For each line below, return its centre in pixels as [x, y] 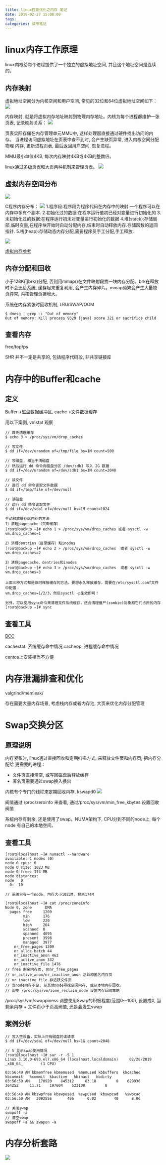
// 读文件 [14, 480]
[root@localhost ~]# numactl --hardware [48, 854]
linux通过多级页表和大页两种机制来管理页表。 [51, 167]
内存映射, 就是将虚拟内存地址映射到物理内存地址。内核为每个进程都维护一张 [82, 116]
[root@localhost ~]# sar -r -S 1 [40, 1055]
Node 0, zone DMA [28, 908]
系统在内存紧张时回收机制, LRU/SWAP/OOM [50, 304]
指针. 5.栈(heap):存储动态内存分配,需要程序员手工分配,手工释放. [70, 231]
